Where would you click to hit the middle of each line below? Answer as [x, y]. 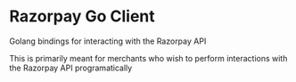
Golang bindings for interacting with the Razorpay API [108, 41]
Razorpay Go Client [82, 16]
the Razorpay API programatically [71, 68]
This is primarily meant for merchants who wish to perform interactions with [148, 58]
